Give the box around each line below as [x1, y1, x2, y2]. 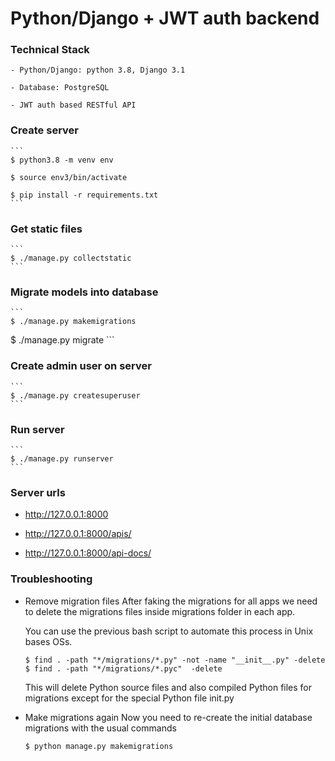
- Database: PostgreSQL [10, 83, 110, 93]
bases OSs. [24, 635, 73, 647]
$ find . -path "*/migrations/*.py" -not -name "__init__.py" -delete [24, 655, 326, 665]
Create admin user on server [10, 359, 152, 373]
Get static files [10, 222, 83, 236]
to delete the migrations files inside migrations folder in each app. [24, 605, 296, 617]
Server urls [10, 485, 66, 499]
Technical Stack [10, 43, 90, 57]
